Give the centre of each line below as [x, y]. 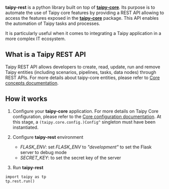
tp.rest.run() [20, 181]
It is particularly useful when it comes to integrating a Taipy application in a [83, 33]
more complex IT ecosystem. [35, 39]
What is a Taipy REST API [46, 54]
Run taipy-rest [28, 167]
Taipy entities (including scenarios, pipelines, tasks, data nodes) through [81, 72]
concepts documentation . [32, 83]
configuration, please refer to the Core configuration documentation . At [87, 117]
